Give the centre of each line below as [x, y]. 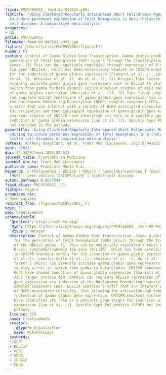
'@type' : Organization [37, 328]
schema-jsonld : [21, 217]
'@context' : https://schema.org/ [44, 222]
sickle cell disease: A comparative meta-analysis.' [65, 139]
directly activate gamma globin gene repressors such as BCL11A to [81, 83]
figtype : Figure [22, 189]
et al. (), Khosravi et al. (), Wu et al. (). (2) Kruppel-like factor [85, 79]
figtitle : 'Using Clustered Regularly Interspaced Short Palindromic [78, 14]
